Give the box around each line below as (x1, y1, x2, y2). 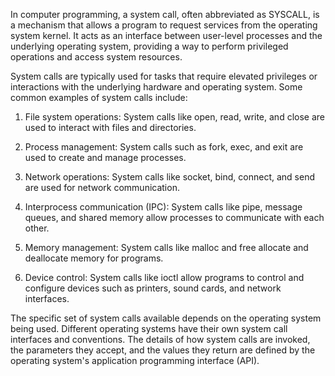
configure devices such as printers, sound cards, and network (24, 282, 282, 294)
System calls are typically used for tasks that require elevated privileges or (10, 70, 318, 82)
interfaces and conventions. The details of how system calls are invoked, (10, 334, 311, 345)
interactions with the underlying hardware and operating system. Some (10, 81, 303, 93)
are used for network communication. (24, 182, 180, 193)
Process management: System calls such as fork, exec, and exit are (24, 141, 304, 153)
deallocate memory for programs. (24, 252, 164, 264)
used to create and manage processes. (24, 152, 187, 163)
